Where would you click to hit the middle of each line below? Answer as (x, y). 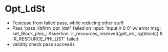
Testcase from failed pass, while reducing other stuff (68, 23)
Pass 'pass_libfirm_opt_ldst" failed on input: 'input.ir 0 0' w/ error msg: (87, 28)
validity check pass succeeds (44, 44)
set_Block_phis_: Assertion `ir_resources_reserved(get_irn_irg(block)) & (87, 33)
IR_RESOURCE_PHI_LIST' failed (45, 39)
